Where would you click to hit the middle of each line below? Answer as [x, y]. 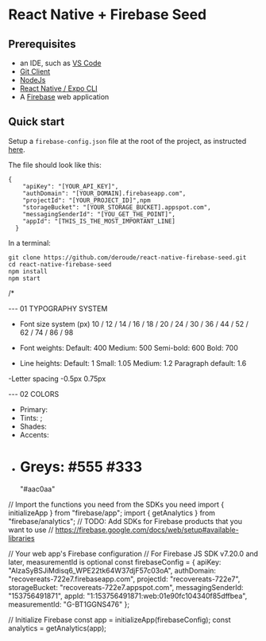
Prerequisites [42, 44]
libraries [21, 538]
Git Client [35, 72]
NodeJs [33, 80]
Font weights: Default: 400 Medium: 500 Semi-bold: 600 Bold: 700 [129, 348]
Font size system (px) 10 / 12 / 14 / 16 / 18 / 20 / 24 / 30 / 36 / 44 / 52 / [134, 324]
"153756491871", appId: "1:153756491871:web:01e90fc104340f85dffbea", [128, 596]
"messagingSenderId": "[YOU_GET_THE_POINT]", [99, 214]
